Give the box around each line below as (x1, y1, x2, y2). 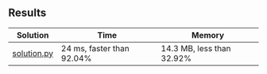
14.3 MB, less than (161, 43, 232, 54)
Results (8, 6, 47, 20)
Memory (192, 29, 225, 40)
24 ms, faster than (60, 43, 130, 54)
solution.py (12, 47, 54, 58)
